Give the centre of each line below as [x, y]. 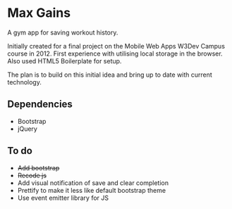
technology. [25, 82]
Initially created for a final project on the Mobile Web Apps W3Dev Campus [116, 46]
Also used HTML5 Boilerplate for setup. [65, 61]
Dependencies [40, 104]
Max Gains [39, 13]
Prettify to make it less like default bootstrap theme [92, 190]
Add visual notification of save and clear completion [93, 183]
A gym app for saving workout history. [63, 32]
